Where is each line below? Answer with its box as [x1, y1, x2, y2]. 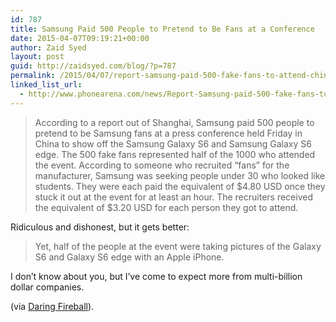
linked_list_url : [10, 80, 83, 90]
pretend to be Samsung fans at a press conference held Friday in [34, 127, 303, 139]
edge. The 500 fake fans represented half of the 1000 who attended [34, 148, 316, 160]
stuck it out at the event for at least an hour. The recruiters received [34, 191, 313, 203]
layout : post [10, 52, 65, 62]
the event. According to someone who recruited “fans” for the [34, 159, 290, 171]
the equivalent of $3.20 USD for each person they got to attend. [34, 201, 299, 213]
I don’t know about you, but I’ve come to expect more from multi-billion [10, 270, 303, 282]
